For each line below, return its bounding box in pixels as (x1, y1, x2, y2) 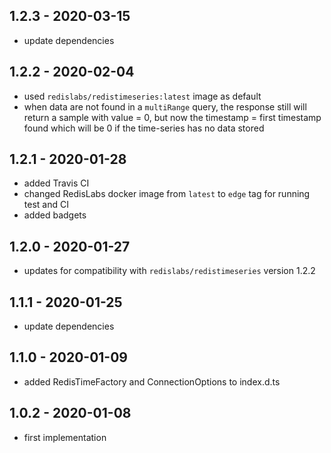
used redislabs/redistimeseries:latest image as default (23, 90, 262, 102)
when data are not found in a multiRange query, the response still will (23, 100, 307, 113)
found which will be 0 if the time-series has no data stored (23, 122, 265, 134)
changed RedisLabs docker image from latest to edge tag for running (23, 188, 311, 200)
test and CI (23, 199, 69, 211)
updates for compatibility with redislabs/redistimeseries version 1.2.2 (23, 265, 316, 277)
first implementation (23, 431, 107, 443)
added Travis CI (23, 177, 90, 189)
